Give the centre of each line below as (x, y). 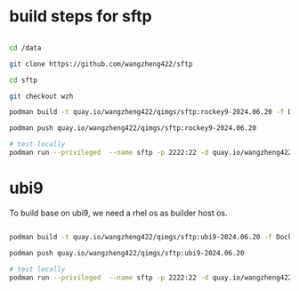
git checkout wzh (41, 96)
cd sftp (24, 80)
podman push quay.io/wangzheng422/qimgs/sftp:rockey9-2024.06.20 (133, 128)
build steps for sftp (81, 16)
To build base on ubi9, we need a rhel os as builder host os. (118, 213)
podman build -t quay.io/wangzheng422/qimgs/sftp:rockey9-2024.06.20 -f (147, 112)
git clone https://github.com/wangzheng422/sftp (101, 64)
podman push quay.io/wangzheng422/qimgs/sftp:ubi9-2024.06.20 (127, 253)
